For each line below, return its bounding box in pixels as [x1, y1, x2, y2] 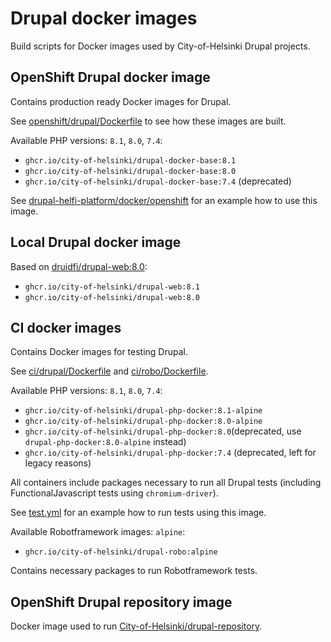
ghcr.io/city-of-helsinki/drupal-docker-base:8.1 [24, 155, 237, 166]
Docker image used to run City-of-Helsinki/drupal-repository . [10, 620, 263, 632]
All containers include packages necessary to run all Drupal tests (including [10, 477, 322, 489]
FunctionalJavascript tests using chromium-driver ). [10, 487, 219, 499]
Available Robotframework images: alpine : [10, 526, 186, 538]
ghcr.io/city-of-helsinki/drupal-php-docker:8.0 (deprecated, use [24, 425, 302, 437]
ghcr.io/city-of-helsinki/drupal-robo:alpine [24, 547, 218, 557]
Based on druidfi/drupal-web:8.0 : [10, 260, 148, 272]
